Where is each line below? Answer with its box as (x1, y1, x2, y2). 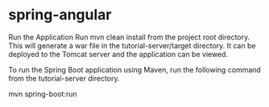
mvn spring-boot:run (8, 88, 77, 98)
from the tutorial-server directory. (8, 73, 120, 83)
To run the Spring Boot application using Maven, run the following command (8, 64, 262, 74)
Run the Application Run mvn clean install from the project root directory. (8, 32, 250, 42)
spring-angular (8, 6, 112, 24)
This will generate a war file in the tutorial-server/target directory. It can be (8, 40, 256, 50)
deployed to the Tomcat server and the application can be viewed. (8, 49, 228, 59)
